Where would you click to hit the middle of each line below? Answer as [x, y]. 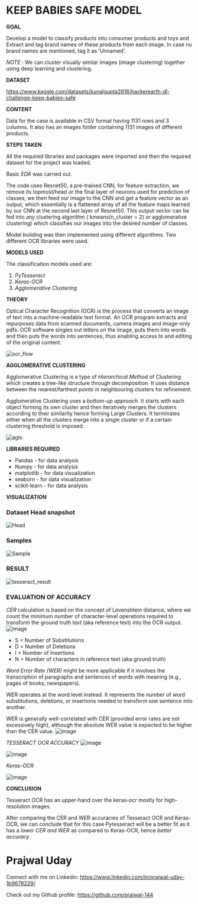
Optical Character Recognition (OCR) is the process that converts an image [98, 311]
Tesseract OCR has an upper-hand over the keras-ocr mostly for [85, 800]
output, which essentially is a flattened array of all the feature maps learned [98, 204]
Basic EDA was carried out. [39, 174]
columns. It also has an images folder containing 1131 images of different [94, 127]
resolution [18, 806]
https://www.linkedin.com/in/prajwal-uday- [132, 877]
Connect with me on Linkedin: [42, 877]
